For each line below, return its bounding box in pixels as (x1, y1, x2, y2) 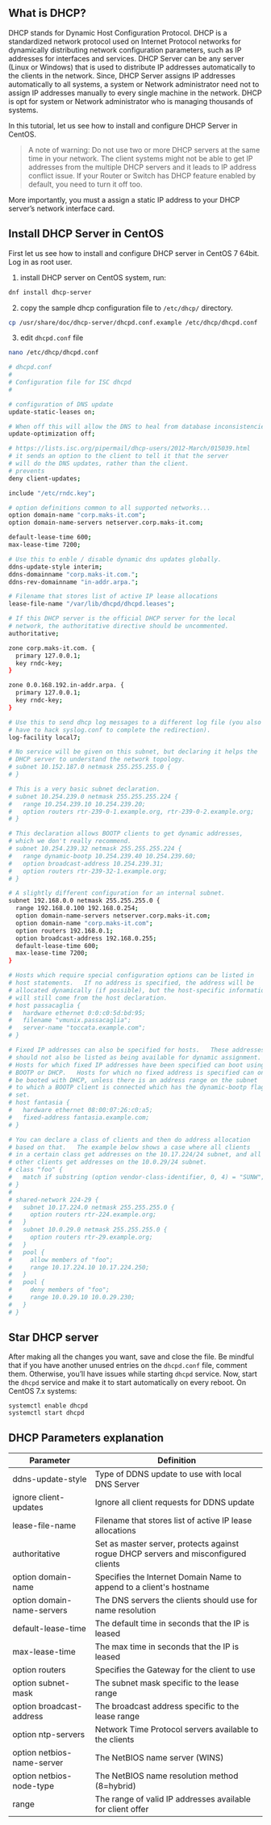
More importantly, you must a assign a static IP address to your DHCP (8, 195, 240, 204)
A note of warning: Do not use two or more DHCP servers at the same (27, 145, 261, 154)
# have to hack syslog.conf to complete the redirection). (8, 726, 211, 734)
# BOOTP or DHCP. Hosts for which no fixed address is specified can (8, 1068, 254, 1076)
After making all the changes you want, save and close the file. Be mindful (8, 1352, 254, 1361)
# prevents (8, 467, 45, 475)
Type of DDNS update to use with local (94, 1469, 242, 1480)
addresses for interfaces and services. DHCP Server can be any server (8, 53, 244, 63)
